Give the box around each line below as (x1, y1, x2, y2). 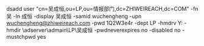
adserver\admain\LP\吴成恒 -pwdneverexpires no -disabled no (24, 26, 181, 33)
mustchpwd (6, 33, 36, 40)
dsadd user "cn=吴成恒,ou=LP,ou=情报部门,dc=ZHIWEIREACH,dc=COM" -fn (6, 5, 199, 12)
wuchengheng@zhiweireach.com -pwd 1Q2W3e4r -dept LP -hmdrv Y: (6, 20, 183, 26)
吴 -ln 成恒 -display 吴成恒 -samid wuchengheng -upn (6, 13, 142, 20)
